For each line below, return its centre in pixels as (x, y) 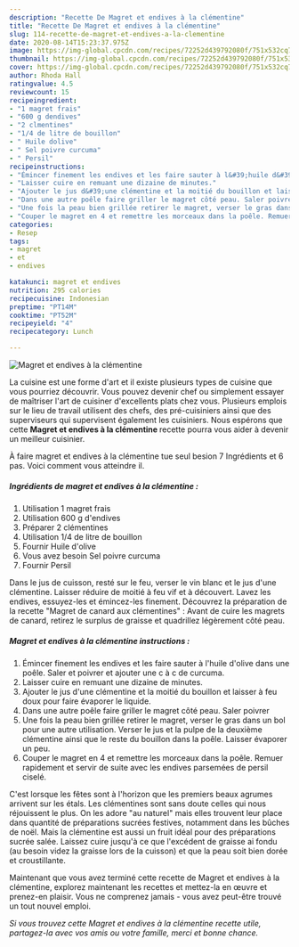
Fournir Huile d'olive (59, 546)
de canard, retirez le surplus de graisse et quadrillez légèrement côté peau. (147, 620)
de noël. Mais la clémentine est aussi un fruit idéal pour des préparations (142, 832)
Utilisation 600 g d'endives (71, 518)
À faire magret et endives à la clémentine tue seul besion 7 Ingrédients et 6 (146, 456)
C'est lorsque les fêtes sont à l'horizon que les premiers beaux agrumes (141, 794)
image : (21, 51)
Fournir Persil (47, 565)
